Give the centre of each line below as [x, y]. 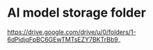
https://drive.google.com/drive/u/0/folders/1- [72, 32]
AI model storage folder [76, 13]
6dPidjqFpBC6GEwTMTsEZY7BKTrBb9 [63, 39]
